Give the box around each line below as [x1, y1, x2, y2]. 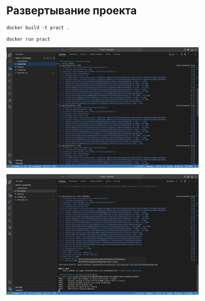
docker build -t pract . [6, 24, 70, 31]
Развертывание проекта [6, 4, 137, 18]
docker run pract [6, 36, 51, 42]
